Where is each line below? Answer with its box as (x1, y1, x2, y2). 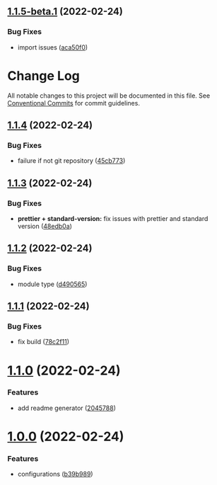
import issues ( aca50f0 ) (17, 42, 88, 52)
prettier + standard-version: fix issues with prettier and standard (17, 215, 209, 222)
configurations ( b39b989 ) (17, 470, 93, 479)
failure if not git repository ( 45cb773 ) (17, 156, 126, 165)
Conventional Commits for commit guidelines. (7, 98, 140, 107)
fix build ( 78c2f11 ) (17, 338, 69, 346)
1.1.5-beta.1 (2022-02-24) (7, 6, 124, 18)
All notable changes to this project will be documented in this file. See (7, 91, 211, 100)
